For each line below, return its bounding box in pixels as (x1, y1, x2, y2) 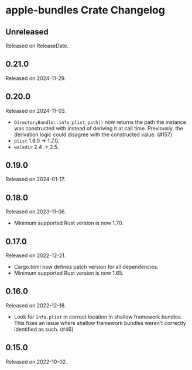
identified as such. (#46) (13, 326, 74, 333)
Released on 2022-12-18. (5, 302, 66, 309)
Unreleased (5, 27, 49, 37)
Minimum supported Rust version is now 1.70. (13, 220, 124, 227)
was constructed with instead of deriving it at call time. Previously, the (13, 125, 183, 132)
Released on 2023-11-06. (5, 208, 67, 215)
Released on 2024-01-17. (5, 176, 66, 183)
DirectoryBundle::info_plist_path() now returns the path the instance (13, 118, 187, 126)
